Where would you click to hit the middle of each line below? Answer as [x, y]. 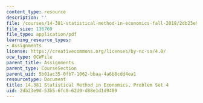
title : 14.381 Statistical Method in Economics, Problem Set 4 [88, 85]
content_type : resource [36, 12]
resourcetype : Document [36, 79]
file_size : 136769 [29, 29]
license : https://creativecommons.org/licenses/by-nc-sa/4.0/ [86, 51]
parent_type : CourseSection [42, 68]
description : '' [27, 18]
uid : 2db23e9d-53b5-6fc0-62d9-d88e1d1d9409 [62, 91]
